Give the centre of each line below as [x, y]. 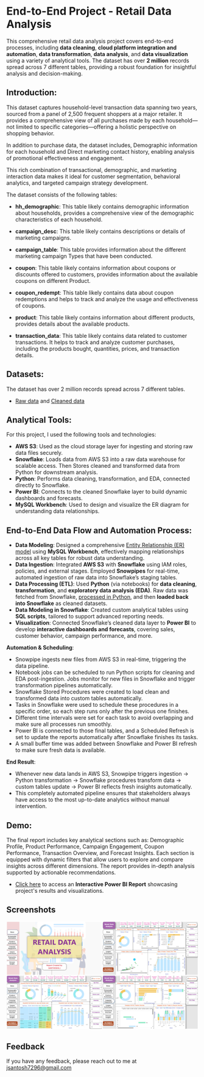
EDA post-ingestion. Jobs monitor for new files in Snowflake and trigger [105, 679]
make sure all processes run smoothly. [64, 725]
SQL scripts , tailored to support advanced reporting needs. [90, 617]
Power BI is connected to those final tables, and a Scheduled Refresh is [105, 731]
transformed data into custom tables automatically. [79, 698]
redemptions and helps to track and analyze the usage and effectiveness [107, 299]
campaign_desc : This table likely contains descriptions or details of [100, 231]
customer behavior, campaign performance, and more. [84, 636]
